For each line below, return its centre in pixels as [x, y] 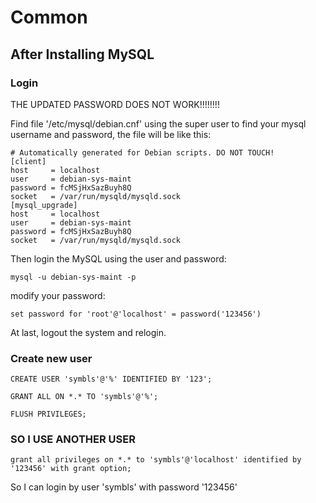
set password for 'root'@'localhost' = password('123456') [136, 314]
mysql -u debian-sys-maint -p [73, 277]
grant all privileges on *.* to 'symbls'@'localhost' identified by [156, 460]
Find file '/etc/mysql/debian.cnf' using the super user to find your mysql [158, 123]
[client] [28, 161]
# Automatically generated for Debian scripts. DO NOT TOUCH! [142, 152]
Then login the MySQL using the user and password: [118, 258]
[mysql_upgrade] [44, 205]
